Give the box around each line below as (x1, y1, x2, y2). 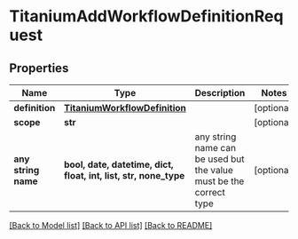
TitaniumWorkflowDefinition (63, 102, 186, 114)
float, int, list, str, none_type (63, 170, 185, 181)
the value (194, 164, 233, 176)
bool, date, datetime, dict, (63, 158, 175, 171)
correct (194, 187, 226, 198)
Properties (9, 60, 69, 76)
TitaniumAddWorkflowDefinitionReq (9, 6, 284, 27)
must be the (194, 175, 245, 187)
